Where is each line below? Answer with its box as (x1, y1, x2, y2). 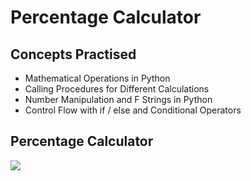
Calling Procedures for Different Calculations (24, 83, 210, 95)
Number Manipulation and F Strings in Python (24, 94, 213, 105)
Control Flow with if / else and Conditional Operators (24, 104, 242, 116)
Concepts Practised (10, 46, 137, 63)
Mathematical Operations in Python (24, 72, 171, 84)
